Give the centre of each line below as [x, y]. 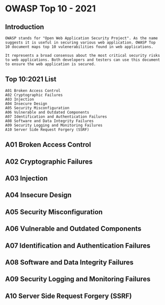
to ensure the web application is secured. [51, 64]
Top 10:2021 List [31, 79]
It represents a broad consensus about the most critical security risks [83, 55]
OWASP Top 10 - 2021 [51, 9]
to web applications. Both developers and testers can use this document [83, 60]
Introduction [25, 27]
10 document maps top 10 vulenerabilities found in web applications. [79, 47]
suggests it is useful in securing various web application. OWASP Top [80, 43]
